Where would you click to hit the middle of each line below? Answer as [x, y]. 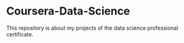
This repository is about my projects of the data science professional [92, 28]
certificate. [20, 34]
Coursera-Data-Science [68, 11]
